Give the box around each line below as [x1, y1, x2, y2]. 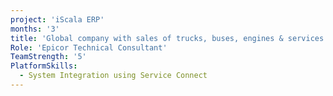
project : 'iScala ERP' [10, 14, 105, 25]
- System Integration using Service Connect [19, 71, 208, 81]
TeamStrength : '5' [10, 52, 87, 62]
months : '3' [10, 24, 60, 34]
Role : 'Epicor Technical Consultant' [10, 42, 168, 53]
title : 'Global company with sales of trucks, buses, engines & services [10, 33, 325, 43]
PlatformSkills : [10, 61, 78, 71]
